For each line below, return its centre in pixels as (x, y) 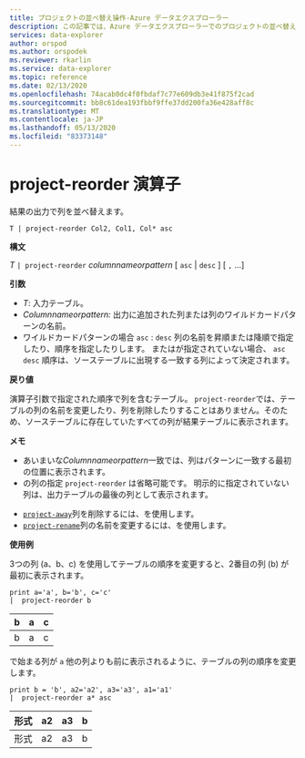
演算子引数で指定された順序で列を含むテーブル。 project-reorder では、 (145, 398)
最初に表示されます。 (49, 575)
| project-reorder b (51, 600)
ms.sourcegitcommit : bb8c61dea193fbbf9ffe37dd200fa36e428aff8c (132, 102)
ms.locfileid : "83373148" (58, 137)
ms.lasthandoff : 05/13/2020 (63, 128)
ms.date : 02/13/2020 (49, 86)
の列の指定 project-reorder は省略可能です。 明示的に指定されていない (156, 483)
